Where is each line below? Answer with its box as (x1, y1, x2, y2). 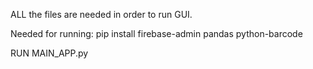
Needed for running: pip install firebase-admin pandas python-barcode (10, 28, 303, 39)
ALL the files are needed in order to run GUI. (10, 9, 193, 20)
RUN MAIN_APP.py (10, 47, 89, 59)
